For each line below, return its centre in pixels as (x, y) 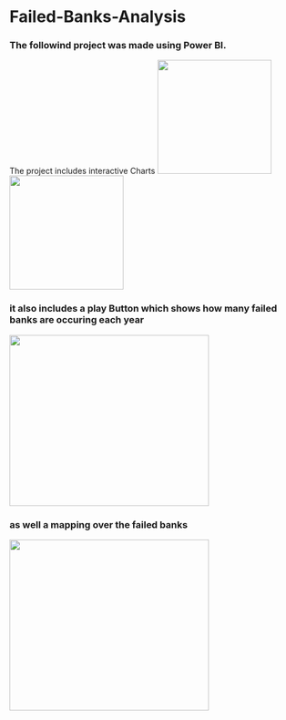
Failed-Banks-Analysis (98, 17)
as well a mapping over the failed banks (99, 524)
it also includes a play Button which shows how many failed (143, 309)
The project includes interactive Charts (82, 171)
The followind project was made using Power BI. (118, 46)
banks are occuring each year (77, 320)
